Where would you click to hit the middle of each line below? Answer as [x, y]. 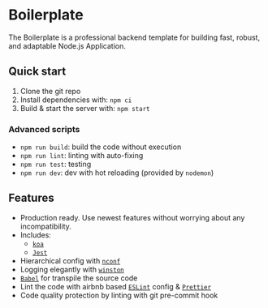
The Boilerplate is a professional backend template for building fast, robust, [134, 37]
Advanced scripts [44, 129]
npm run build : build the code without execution [101, 147]
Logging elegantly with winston [72, 269]
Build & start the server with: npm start [85, 108]
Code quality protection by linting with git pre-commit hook [119, 295]
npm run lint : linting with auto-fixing [82, 156]
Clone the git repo [50, 91]
